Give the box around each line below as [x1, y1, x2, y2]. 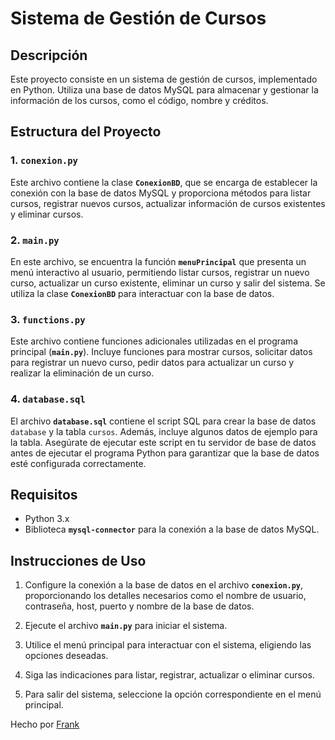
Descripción [10, 47, 88, 64]
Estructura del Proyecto [10, 123, 162, 141]
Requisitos [10, 486, 78, 503]
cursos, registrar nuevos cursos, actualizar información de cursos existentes [10, 197, 326, 209]
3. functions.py [10, 312, 86, 326]
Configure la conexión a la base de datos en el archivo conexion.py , [24, 579, 304, 591]
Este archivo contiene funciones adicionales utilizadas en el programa [10, 335, 298, 347]
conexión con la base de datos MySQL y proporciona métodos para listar [10, 187, 312, 199]
